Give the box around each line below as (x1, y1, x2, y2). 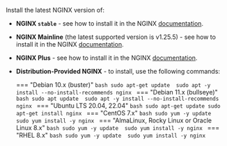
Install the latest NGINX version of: (6, 6, 105, 14)
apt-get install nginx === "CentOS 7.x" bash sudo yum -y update (15, 109, 212, 117)
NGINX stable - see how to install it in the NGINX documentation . (15, 19, 204, 27)
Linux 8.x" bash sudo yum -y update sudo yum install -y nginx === (15, 124, 220, 131)
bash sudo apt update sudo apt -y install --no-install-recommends (15, 95, 219, 102)
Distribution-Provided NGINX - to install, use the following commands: (15, 67, 220, 75)
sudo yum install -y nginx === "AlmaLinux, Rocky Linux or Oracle (15, 116, 212, 124)
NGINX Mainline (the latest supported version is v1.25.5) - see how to (15, 33, 217, 41)
